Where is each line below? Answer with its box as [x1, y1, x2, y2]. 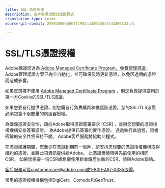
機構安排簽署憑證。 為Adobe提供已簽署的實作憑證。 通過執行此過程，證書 [9, 127, 159, 133]
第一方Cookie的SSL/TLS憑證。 [5, 94, 67, 100]
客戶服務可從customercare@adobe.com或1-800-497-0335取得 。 [5, 167, 137, 173]
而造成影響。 [5, 77, 31, 84]
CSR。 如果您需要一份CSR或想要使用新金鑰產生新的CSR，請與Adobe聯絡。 [5, 156, 158, 162]
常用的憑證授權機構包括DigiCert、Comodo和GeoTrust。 [5, 177, 118, 183]
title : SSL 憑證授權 [5, 7, 44, 12]
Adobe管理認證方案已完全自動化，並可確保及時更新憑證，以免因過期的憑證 [5, 71, 156, 77]
